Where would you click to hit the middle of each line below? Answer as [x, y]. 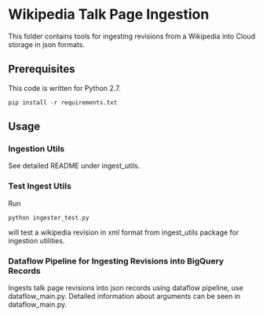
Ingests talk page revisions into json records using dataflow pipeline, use [126, 288]
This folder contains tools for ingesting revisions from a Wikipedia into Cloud [132, 36]
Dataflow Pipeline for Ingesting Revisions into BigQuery [116, 261]
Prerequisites [42, 69]
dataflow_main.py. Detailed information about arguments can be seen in [124, 297]
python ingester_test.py [49, 217]
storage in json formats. [46, 44]
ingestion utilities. [37, 240]
